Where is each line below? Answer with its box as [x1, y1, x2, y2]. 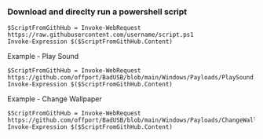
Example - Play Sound [7, 52, 79, 61]
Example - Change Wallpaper [7, 94, 103, 104]
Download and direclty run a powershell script [7, 6, 188, 17]
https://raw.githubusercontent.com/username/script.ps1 [7, 31, 194, 39]
